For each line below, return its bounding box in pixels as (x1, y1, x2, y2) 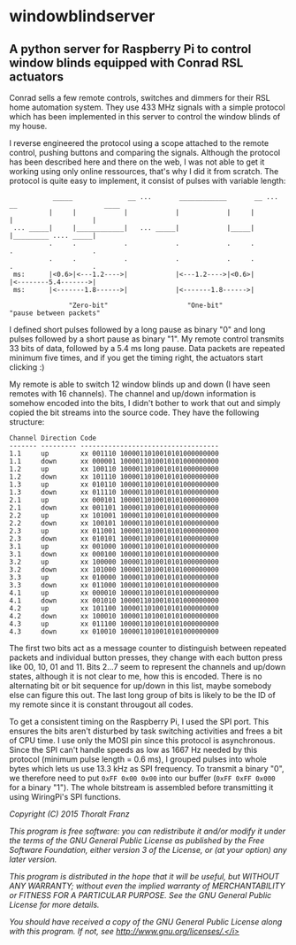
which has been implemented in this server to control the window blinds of (9, 111, 281, 121)
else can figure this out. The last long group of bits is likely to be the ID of (9, 690, 276, 700)
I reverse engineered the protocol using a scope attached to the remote (9, 138, 269, 148)
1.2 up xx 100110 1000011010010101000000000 (9, 465, 219, 473)
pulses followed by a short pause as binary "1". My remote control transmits (9, 334, 285, 344)
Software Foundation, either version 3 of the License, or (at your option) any (9, 845, 287, 855)
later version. (9, 854, 57, 864)
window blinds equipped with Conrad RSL (9, 55, 244, 70)
